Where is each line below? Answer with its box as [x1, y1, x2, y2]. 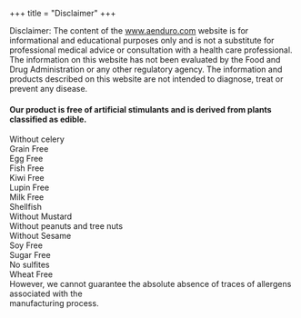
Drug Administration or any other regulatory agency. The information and [9, 64, 283, 75]
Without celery [9, 134, 65, 144]
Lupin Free [9, 182, 50, 194]
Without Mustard [9, 211, 73, 222]
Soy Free [9, 240, 44, 251]
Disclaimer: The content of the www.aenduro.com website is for [9, 25, 249, 35]
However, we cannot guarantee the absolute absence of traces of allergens [9, 279, 292, 290]
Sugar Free [9, 250, 52, 261]
